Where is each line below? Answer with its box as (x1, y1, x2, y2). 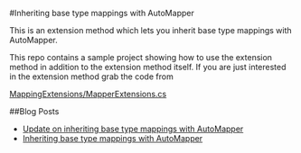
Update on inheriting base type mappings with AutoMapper (22, 123, 244, 134)
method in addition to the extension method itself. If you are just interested (9, 62, 287, 72)
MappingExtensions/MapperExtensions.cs (9, 89, 167, 99)
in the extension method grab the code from (9, 71, 174, 82)
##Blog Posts (9, 106, 60, 116)
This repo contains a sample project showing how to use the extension (9, 52, 273, 62)
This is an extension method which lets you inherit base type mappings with (9, 25, 292, 35)
